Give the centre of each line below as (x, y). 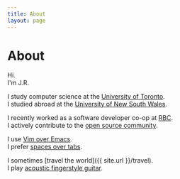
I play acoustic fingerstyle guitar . (55, 168)
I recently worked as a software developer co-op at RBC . (90, 118)
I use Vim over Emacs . (40, 139)
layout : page (27, 21)
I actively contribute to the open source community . (83, 126)
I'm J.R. (18, 83)
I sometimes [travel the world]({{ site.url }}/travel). (80, 161)
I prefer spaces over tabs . (45, 147)
